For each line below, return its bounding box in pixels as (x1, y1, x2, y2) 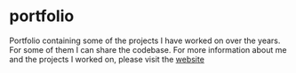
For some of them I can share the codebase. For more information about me (9, 44, 287, 55)
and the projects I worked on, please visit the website (9, 54, 204, 64)
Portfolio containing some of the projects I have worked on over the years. (9, 35, 281, 46)
